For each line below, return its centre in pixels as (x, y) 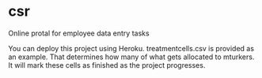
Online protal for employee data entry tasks (79, 33)
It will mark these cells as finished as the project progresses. (107, 65)
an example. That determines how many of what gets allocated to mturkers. (131, 57)
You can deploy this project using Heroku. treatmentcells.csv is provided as (131, 48)
